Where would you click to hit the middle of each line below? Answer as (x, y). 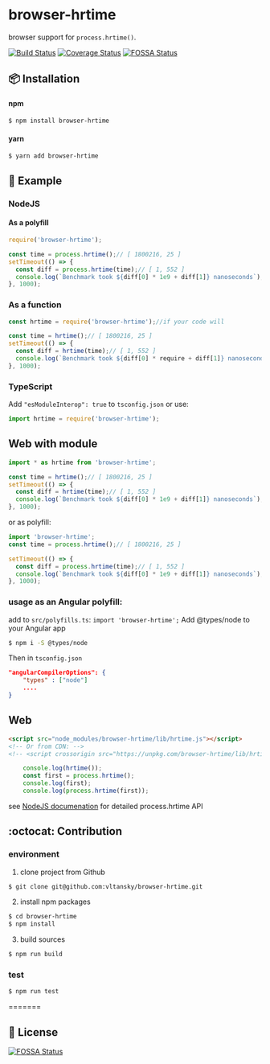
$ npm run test (34, 992)
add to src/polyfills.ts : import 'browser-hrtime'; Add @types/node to (129, 619)
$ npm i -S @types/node (48, 643)
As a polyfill (29, 223)
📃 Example (35, 181)
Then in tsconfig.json (45, 658)
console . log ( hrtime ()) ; (63, 768)
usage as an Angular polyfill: (65, 602)
